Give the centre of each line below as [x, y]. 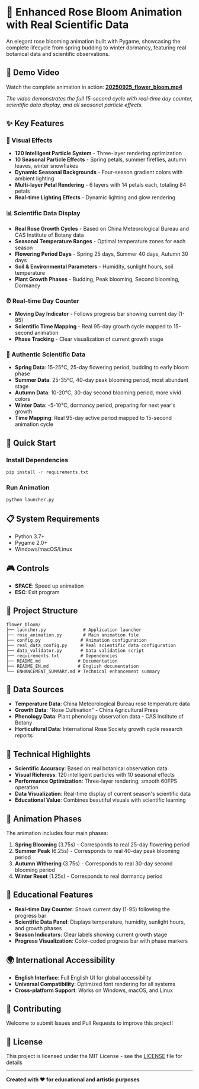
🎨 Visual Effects [29, 140]
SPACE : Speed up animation [49, 586]
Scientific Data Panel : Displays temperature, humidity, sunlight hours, [100, 922]
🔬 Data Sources [35, 689]
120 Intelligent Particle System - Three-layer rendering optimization [98, 153]
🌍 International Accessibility [61, 960]
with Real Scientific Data [68, 25]
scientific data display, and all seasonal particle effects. [75, 105]
